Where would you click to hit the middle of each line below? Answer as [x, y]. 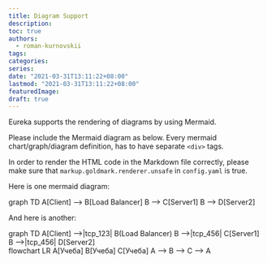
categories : [28, 62]
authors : [23, 39]
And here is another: [43, 218]
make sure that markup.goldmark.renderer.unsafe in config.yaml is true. [128, 170]
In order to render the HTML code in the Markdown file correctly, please [129, 162]
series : [22, 69]
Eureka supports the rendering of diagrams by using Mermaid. [112, 122]
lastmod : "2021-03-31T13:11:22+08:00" [74, 84]
